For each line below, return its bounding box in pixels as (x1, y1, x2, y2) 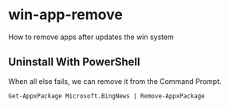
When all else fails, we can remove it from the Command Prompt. (8, 76, 222, 86)
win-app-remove (8, 6, 124, 24)
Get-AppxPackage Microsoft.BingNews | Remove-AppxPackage (8, 92, 205, 100)
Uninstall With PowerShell (8, 55, 140, 69)
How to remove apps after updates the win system (8, 32, 174, 42)
